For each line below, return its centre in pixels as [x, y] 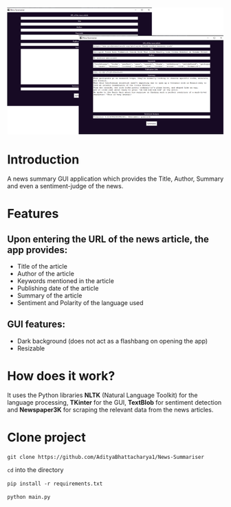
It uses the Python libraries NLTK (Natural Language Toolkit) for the [102, 395]
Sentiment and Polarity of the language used [80, 303]
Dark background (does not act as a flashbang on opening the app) [112, 341]
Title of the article [42, 266]
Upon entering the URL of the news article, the [108, 239]
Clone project [46, 437]
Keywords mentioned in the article [66, 281]
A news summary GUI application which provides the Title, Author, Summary [115, 179]
